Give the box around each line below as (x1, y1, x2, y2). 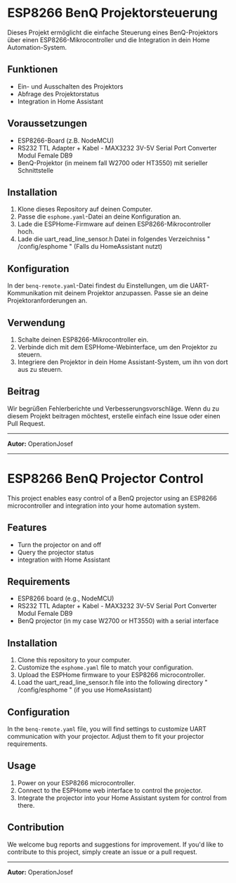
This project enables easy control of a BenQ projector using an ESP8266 (7, 494, 218, 502)
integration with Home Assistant (17, 555, 110, 564)
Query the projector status (17, 548, 94, 556)
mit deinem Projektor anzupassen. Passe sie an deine (53, 289, 209, 297)
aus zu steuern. (17, 366, 63, 373)
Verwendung (7, 316, 65, 328)
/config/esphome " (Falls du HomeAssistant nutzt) (17, 243, 163, 251)
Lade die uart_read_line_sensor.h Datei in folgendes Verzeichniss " (17, 235, 211, 243)
